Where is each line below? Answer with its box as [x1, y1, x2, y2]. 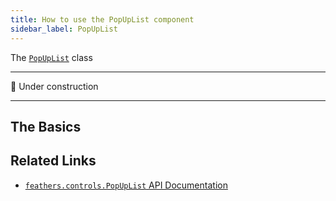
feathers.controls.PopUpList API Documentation [24, 179, 228, 191]
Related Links [10, 152, 97, 170]
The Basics [10, 118, 82, 135]
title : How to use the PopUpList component [10, 14, 195, 25]
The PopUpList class [10, 51, 93, 63]
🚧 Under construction [10, 80, 99, 92]
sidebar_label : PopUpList [10, 24, 118, 34]
